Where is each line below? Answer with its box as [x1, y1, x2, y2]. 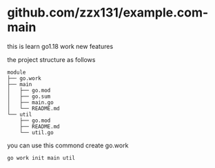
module [7, 69, 26, 76]
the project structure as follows [7, 55, 96, 63]
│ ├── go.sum [7, 93, 51, 100]
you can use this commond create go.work [7, 141, 129, 149]
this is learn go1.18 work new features [7, 42, 114, 50]
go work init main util [7, 154, 76, 161]
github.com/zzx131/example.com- [7, 5, 209, 21]
